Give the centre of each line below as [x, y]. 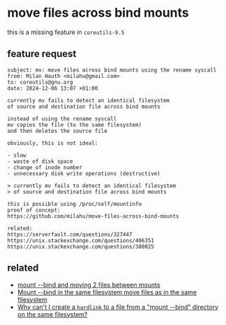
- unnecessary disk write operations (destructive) [84, 173]
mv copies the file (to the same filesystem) [74, 125]
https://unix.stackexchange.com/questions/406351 [81, 240]
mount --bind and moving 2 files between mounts [89, 285]
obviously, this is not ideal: [53, 143]
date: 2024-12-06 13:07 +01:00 [53, 88]
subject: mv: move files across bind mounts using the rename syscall [112, 70]
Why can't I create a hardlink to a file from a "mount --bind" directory [118, 307]
